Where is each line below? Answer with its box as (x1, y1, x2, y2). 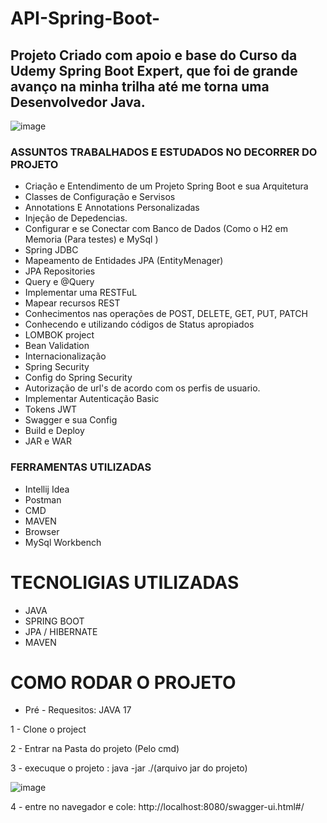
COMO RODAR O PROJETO (10, 671, 237, 694)
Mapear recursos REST (24, 297, 121, 309)
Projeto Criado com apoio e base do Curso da (10, 47, 298, 64)
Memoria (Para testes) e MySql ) (24, 233, 159, 246)
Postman (24, 493, 62, 506)
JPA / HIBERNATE (24, 625, 98, 637)
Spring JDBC (24, 244, 79, 256)
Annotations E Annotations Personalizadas (24, 202, 200, 214)
